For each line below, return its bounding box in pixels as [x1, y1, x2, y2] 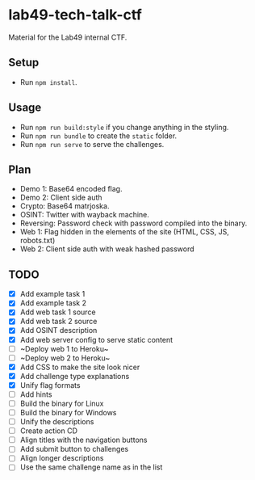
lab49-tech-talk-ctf [8, 6, 143, 24]
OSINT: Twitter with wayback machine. [19, 210, 149, 220]
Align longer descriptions [19, 453, 104, 463]
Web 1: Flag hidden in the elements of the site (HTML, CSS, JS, [19, 227, 230, 237]
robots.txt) [19, 236, 56, 246]
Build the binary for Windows [19, 408, 117, 417]
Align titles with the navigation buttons [19, 435, 148, 445]
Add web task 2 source [19, 317, 98, 326]
